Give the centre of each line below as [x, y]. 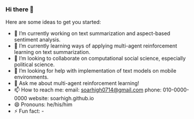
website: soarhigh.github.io [61, 98]
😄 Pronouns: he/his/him [43, 104]
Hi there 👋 [20, 9]
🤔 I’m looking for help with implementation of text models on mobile [95, 71]
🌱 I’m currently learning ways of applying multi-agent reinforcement [96, 46]
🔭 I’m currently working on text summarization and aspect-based [92, 33]
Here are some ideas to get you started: [53, 22]
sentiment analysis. [37, 40]
